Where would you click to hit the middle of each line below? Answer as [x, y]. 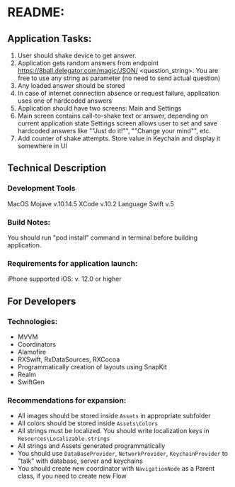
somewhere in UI [42, 146]
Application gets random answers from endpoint [88, 63]
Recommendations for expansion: [67, 400]
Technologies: [33, 321]
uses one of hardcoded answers [65, 101]
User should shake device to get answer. [77, 55]
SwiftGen [31, 382]
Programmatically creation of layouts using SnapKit [92, 366]
